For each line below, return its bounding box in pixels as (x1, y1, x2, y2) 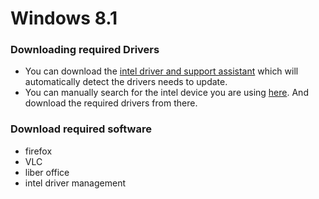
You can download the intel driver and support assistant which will (24, 65, 299, 77)
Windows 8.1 (10, 7, 118, 30)
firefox (24, 145, 53, 157)
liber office (24, 166, 70, 178)
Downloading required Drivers (10, 43, 160, 57)
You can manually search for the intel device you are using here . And (24, 87, 309, 99)
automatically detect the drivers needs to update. (24, 76, 228, 88)
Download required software (10, 122, 152, 136)
